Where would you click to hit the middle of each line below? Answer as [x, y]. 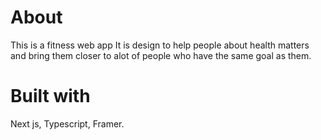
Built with [50, 96]
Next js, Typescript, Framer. [67, 123]
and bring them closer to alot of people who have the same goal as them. [161, 55]
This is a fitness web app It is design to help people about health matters [160, 45]
